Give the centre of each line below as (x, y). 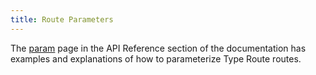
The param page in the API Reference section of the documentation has (158, 48)
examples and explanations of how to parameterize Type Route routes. (156, 58)
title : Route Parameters (62, 19)
